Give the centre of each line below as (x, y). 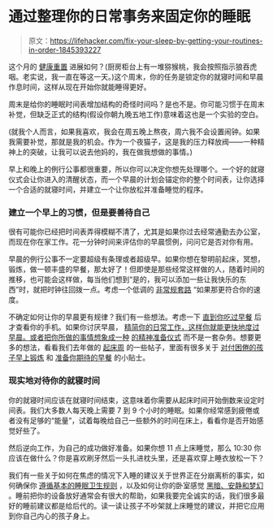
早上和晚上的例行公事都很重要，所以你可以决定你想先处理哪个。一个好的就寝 (136, 169)
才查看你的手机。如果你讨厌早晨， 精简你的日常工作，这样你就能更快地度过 (134, 327)
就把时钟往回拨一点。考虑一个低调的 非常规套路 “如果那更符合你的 (143, 290)
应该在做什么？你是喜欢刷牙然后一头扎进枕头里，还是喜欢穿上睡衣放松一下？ (136, 458)
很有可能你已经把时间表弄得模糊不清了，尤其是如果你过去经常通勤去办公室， (136, 232)
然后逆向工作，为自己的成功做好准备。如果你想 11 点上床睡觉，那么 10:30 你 (135, 448)
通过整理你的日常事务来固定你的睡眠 (130, 17)
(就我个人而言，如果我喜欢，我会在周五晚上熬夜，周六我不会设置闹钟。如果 (134, 132)
